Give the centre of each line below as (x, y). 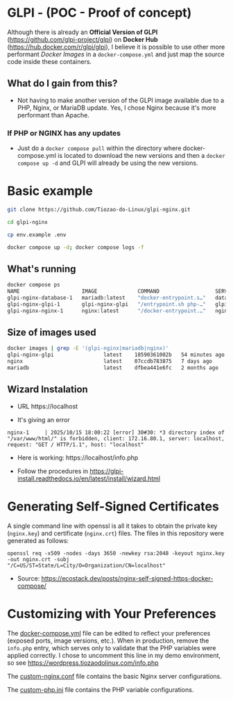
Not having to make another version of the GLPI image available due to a (121, 100)
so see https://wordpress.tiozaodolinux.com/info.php (83, 663)
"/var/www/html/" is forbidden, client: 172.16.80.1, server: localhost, (116, 438)
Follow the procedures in (53, 471)
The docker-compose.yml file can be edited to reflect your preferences (109, 633)
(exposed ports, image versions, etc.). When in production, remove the (108, 640)
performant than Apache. (53, 115)
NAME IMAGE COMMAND (83, 291)
